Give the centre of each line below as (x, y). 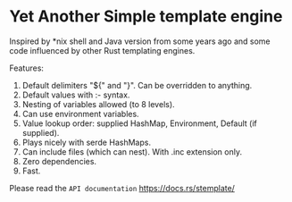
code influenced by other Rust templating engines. (102, 50)
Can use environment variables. (81, 114)
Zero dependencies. (59, 161)
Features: (27, 68)
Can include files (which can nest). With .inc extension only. (132, 151)
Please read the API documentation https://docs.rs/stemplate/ (122, 188)
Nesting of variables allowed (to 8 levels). (99, 104)
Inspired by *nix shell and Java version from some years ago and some (140, 41)
